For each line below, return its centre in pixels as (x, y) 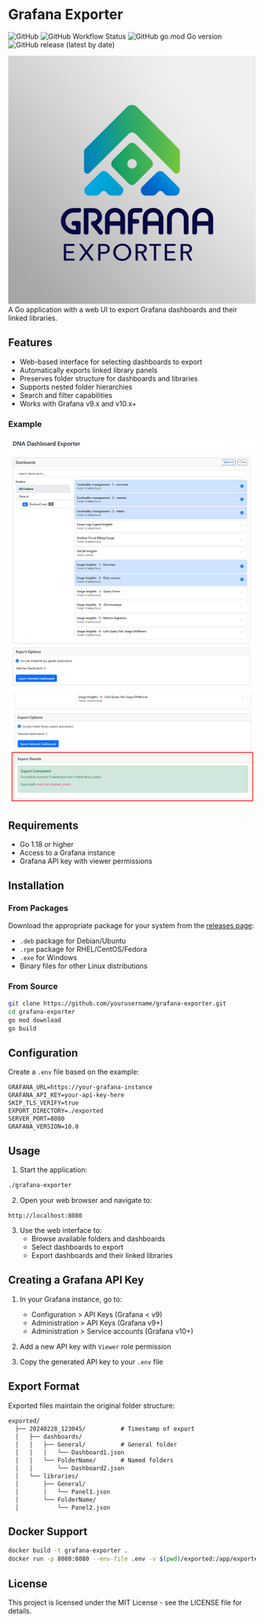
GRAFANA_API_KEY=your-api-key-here (66, 1095)
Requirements (43, 825)
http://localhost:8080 (45, 1216)
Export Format (44, 1387)
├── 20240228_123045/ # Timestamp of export (105, 1429)
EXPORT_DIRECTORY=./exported (56, 1111)
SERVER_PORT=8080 (37, 1119)
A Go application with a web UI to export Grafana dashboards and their (123, 310)
